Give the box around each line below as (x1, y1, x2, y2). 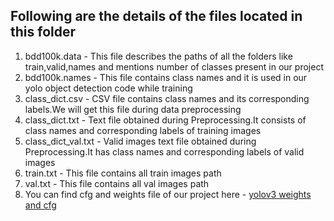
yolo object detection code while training (24, 82, 193, 94)
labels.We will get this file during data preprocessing (24, 103, 242, 115)
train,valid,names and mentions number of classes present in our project (24, 60, 324, 73)
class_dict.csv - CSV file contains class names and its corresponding (24, 92, 310, 104)
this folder (10, 24, 77, 41)
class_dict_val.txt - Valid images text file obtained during (24, 135, 257, 147)
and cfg (24, 199, 57, 211)
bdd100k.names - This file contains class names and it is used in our (24, 71, 308, 83)
